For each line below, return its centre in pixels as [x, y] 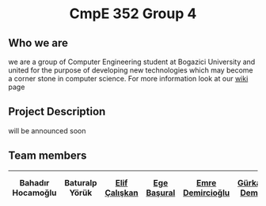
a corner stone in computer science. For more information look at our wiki [128, 79]
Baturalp [81, 182]
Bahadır [34, 182]
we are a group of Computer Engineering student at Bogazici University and [132, 62]
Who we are [38, 43]
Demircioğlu [207, 193]
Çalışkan [122, 193]
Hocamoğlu [34, 193]
